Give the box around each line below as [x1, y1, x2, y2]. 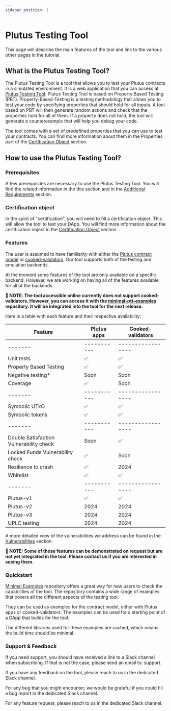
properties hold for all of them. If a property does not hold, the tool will [5, 113, 153, 119]
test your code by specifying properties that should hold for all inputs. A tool [5, 102, 165, 108]
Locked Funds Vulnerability [8, 449, 73, 456]
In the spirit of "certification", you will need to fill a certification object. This [5, 215, 162, 222]
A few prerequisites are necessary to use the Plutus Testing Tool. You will [5, 181, 159, 187]
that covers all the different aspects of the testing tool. [5, 594, 119, 600]
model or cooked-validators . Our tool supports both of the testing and [5, 256, 152, 262]
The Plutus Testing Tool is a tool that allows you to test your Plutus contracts [5, 80, 165, 86]
